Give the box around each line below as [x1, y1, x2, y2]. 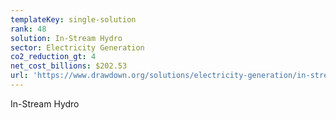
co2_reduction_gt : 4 [10, 52, 97, 62]
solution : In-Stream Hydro [10, 33, 123, 43]
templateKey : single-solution [10, 14, 137, 25]
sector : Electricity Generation [10, 42, 145, 53]
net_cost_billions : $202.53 [10, 61, 128, 71]
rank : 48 [10, 24, 47, 34]
